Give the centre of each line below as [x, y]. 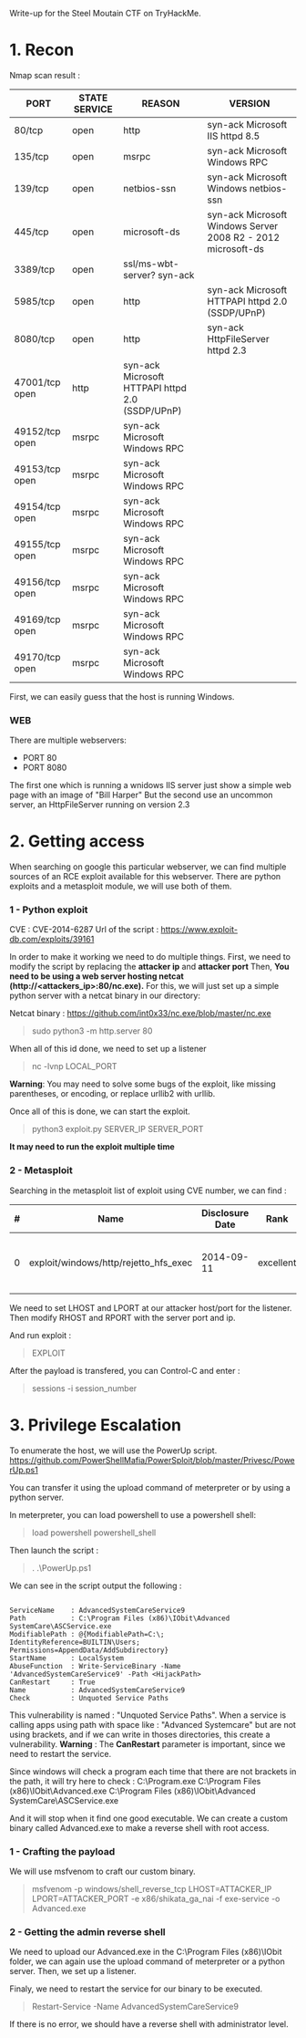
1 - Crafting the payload [62, 1851]
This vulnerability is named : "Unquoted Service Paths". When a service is [148, 1715]
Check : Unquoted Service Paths [89, 1698]
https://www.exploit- [199, 930]
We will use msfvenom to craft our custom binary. [102, 1871]
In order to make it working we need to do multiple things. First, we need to [150, 957]
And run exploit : [40, 1335]
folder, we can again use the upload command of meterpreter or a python [147, 1961]
